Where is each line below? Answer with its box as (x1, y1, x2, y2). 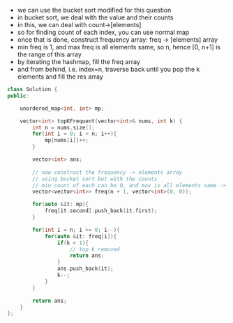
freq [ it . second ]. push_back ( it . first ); (44, 207, 158, 214)
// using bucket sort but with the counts (32, 175, 158, 182)
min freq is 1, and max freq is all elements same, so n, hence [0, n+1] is (17, 43, 221, 51)
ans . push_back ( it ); (57, 265, 114, 272)
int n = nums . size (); (32, 124, 96, 131)
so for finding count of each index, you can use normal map (17, 28, 190, 36)
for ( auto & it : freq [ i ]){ (44, 233, 117, 239)
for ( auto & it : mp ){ (32, 201, 89, 208)
